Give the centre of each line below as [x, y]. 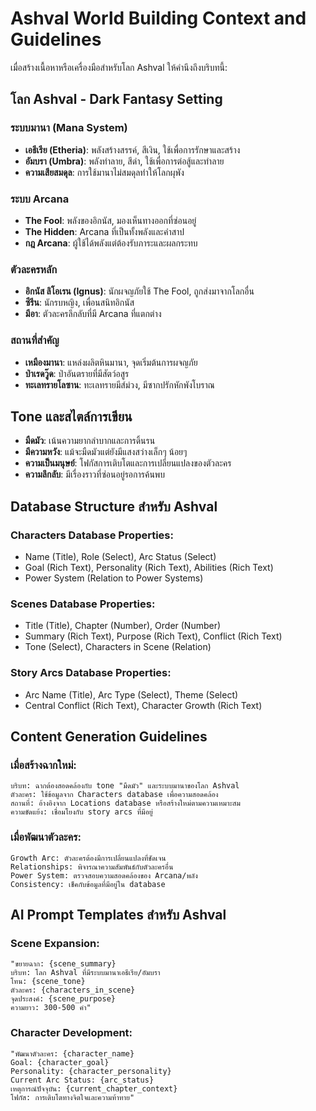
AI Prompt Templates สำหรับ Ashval [118, 914]
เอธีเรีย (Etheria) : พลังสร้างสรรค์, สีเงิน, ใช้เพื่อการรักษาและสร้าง [132, 149]
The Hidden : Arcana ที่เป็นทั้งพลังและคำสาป [104, 231]
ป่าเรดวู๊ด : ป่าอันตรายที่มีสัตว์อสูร [77, 373]
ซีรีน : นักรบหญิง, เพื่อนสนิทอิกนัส [79, 303]
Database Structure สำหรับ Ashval [114, 506]
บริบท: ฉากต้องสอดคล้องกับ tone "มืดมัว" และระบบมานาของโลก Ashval [125, 786]
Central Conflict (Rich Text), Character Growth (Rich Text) [143, 705]
